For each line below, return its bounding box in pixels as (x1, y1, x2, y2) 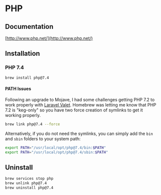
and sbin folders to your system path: (5, 135, 81, 142)
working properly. (5, 112, 41, 118)
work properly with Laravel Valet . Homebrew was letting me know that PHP (5, 102, 157, 108)
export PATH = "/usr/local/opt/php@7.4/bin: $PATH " (5, 145, 106, 150)
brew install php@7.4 (5, 75, 49, 80)
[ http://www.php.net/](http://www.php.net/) (5, 35, 93, 41)
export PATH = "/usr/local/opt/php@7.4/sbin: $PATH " (5, 150, 109, 154)
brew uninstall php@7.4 (5, 185, 54, 190)
